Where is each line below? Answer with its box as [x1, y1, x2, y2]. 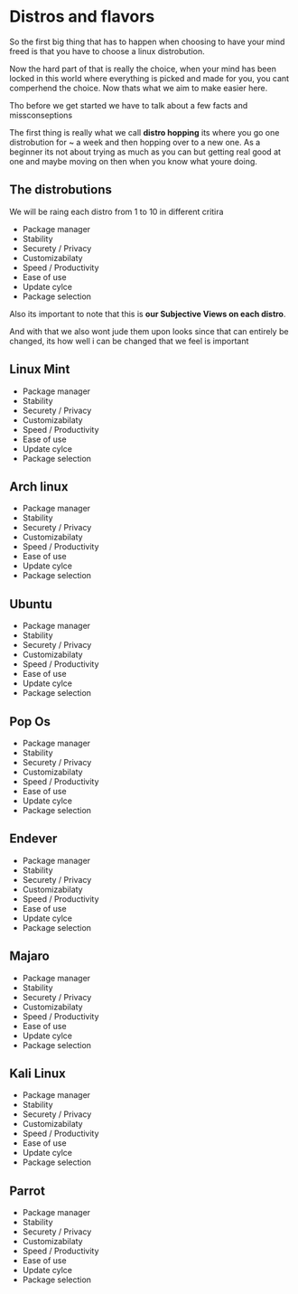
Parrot [9, 1183, 45, 1198]
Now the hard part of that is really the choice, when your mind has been [9, 63, 277, 74]
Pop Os [9, 714, 51, 729]
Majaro [9, 949, 50, 964]
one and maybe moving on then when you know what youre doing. [9, 155, 257, 166]
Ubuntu [9, 596, 52, 612]
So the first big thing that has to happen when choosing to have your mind [9, 36, 285, 47]
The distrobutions [9, 183, 113, 198]
